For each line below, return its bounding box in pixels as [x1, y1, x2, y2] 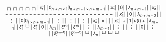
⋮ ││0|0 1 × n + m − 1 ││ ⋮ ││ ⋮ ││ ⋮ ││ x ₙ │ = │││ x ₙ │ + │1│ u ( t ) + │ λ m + [9, 17, 159, 25]
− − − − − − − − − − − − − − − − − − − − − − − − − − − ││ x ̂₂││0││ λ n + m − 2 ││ [5, 11, 162, 18]
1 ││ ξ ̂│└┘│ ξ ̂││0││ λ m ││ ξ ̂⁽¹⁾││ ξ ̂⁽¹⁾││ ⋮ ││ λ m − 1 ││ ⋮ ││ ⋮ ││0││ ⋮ [12, 24, 155, 31]
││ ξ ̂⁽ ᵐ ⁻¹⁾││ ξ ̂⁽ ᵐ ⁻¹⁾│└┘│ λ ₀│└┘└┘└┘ [48, 30, 120, 37]
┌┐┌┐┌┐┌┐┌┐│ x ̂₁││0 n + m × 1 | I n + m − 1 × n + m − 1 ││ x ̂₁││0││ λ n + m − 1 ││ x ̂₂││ [5, 5, 162, 12]
